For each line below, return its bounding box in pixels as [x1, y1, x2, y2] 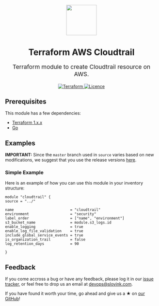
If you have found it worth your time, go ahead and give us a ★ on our [5, 290, 145, 296]
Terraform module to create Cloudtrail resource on [12, 63, 151, 71]
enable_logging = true [5, 224, 83, 229]
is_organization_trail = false [5, 237, 86, 242]
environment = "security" [5, 212, 96, 217]
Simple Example [5, 169, 44, 176]
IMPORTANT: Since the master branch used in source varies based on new [5, 152, 154, 158]
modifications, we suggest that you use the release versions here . [5, 157, 137, 163]
